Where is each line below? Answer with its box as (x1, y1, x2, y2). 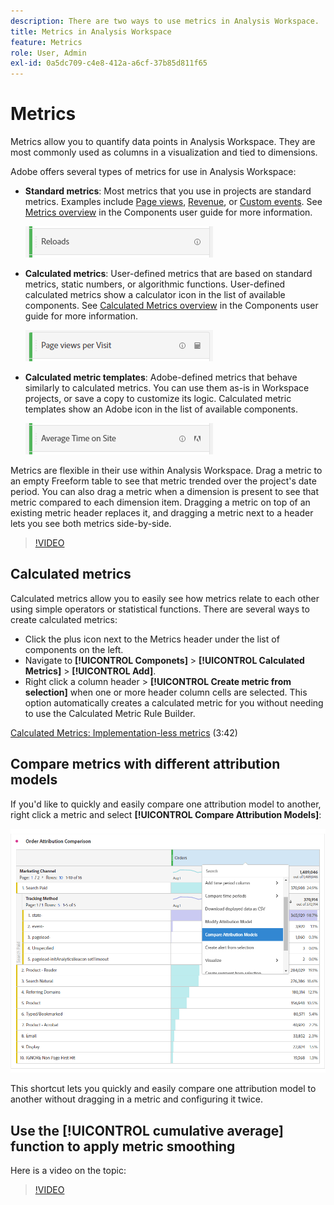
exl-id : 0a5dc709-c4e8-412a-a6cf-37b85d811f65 (10, 58, 208, 69)
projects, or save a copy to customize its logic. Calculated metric (24, 393, 292, 405)
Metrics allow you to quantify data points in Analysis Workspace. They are (10, 136, 316, 148)
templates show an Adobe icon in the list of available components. (24, 403, 298, 415)
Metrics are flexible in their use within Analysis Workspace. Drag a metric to (10, 465, 323, 477)
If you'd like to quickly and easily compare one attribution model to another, (10, 798, 322, 810)
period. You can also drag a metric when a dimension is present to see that (10, 486, 319, 498)
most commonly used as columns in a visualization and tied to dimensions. (10, 146, 318, 159)
